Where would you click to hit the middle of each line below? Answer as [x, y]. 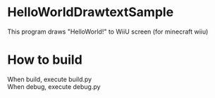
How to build [45, 60]
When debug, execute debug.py [54, 86]
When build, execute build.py [50, 79]
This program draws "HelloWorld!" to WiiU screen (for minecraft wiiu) [108, 31]
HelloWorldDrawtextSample [91, 12]
